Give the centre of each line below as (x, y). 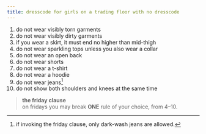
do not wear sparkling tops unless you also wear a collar (87, 49)
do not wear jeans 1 (39, 82)
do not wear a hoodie (42, 74)
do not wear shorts (39, 62)
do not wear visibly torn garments (58, 29)
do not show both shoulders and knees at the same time (86, 88)
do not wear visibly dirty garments (59, 36)
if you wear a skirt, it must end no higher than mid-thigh (86, 42)
